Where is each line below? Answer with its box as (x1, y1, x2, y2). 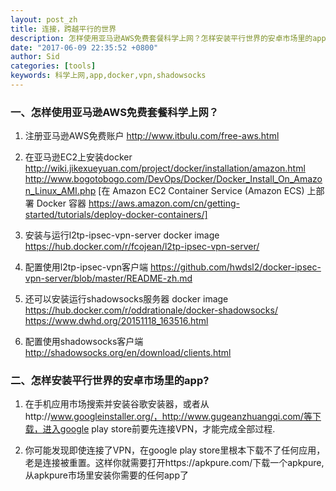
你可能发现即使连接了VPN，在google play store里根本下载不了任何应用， (24, 444, 326, 456)
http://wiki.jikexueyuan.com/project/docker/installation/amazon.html (24, 162, 306, 175)
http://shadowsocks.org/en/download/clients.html (24, 347, 232, 359)
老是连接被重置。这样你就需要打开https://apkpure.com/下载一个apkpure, (24, 457, 325, 469)
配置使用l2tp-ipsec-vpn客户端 (24, 261, 148, 273)
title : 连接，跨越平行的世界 (10, 24, 117, 34)
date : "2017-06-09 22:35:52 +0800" (10, 42, 159, 53)
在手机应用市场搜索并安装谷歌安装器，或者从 (24, 398, 210, 410)
